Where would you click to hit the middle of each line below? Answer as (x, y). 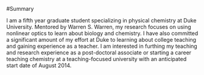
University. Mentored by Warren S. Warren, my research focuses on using (99, 27)
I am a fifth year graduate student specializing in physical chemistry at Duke (101, 20)
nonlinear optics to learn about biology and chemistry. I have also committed (102, 33)
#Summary (20, 9)
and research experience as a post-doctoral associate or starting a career (99, 53)
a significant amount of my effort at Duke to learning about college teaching (101, 40)
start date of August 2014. (39, 65)
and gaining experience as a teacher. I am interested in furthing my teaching (102, 46)
